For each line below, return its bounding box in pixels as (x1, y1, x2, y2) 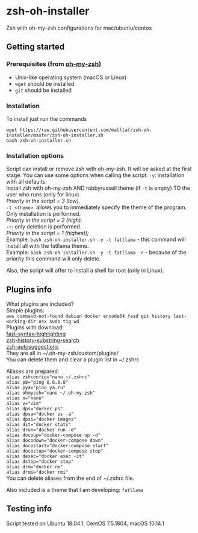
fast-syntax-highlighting (6, 331, 66, 338)
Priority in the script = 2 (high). (6, 216, 82, 224)
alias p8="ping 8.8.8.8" (6, 380, 69, 386)
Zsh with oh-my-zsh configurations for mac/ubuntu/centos (6, 24, 152, 31)
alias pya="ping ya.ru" (6, 385, 66, 391)
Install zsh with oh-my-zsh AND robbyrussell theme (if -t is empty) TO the (6, 184, 191, 192)
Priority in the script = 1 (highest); (6, 230, 89, 237)
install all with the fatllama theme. (6, 242, 89, 250)
